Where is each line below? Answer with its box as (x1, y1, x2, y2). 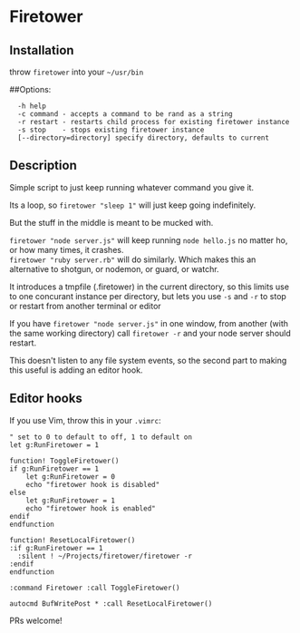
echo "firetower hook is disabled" (25, 480, 160, 489)
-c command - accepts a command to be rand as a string (17, 110, 233, 119)
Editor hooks (9, 391, 83, 406)
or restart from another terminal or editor (9, 300, 161, 311)
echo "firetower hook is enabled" (25, 503, 156, 513)
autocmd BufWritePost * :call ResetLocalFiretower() (9, 599, 213, 609)
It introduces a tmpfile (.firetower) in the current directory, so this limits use (9, 281, 290, 292)
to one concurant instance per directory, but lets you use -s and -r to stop (9, 290, 287, 301)
